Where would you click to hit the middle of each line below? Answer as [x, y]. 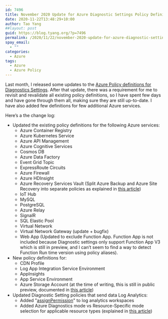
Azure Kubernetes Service [47, 136]
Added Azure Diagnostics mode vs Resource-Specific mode [82, 306]
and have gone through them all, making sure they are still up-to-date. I [78, 100]
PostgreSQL [32, 205]
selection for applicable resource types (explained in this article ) [86, 311]
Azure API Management [44, 141]
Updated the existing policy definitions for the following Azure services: [86, 125]
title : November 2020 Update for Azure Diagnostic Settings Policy [77, 14]
